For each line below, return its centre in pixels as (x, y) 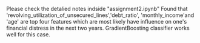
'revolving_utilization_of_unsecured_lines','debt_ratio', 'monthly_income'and (100, 15)
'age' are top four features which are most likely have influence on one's (97, 21)
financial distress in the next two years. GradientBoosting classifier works (98, 28)
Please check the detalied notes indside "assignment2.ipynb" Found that (97, 9)
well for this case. (28, 35)
